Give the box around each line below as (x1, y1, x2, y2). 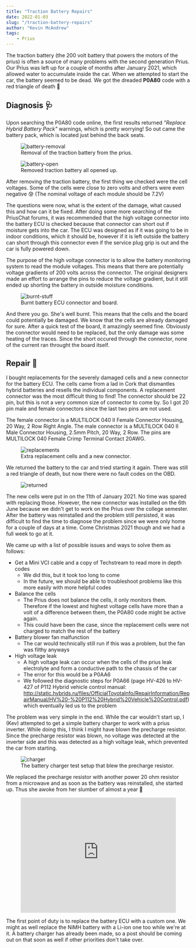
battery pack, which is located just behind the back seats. (6, 131, 145, 138)
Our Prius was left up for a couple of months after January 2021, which (6, 64, 177, 71)
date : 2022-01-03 (6, 14, 49, 20)
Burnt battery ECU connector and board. (20, 299, 119, 306)
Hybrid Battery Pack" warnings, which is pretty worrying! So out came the (6, 125, 185, 132)
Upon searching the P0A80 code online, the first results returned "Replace (6, 119, 186, 126)
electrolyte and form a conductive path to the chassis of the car (23, 665, 177, 672)
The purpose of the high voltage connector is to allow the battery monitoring (6, 256, 191, 263)
